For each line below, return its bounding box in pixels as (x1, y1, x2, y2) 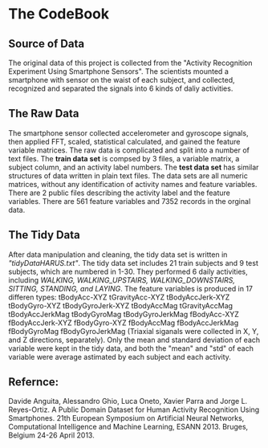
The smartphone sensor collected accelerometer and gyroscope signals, (8, 128, 249, 137)
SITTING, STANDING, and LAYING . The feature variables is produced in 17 (8, 283, 254, 293)
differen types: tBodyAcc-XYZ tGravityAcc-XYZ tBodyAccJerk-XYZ (8, 292, 230, 302)
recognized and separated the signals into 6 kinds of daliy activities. (8, 83, 233, 93)
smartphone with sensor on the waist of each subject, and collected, (8, 75, 235, 84)
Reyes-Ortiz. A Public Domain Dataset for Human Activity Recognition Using (8, 405, 260, 414)
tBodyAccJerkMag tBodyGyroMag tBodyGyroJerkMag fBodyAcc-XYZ (8, 309, 239, 319)
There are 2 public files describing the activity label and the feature (8, 188, 230, 198)
